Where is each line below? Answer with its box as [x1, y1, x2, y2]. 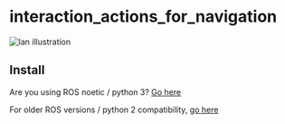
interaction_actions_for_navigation [9, 6, 278, 27]
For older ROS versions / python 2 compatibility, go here [9, 104, 219, 115]
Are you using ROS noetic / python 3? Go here [9, 86, 182, 97]
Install [9, 62, 45, 78]
